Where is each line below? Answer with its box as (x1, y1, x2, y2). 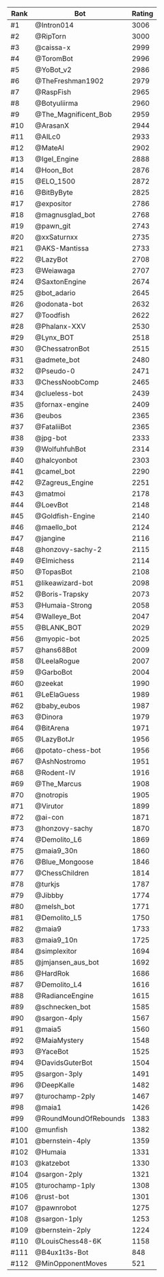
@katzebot (35, 1158, 70, 1168)
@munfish (35, 1125, 68, 1134)
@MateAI (35, 143, 65, 152)
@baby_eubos (35, 701, 81, 710)
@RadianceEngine (35, 991, 94, 1000)
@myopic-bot (35, 634, 81, 643)
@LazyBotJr (35, 735, 75, 744)
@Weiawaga (35, 266, 75, 275)
